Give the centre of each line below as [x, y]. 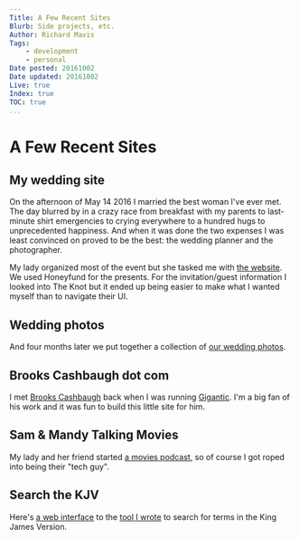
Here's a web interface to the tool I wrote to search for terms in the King [143, 516]
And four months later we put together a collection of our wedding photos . [148, 347]
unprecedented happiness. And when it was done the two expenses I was [147, 231]
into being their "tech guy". [60, 467]
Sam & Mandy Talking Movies [94, 435]
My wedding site [57, 180]
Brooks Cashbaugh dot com [89, 375]
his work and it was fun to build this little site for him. [107, 407]
